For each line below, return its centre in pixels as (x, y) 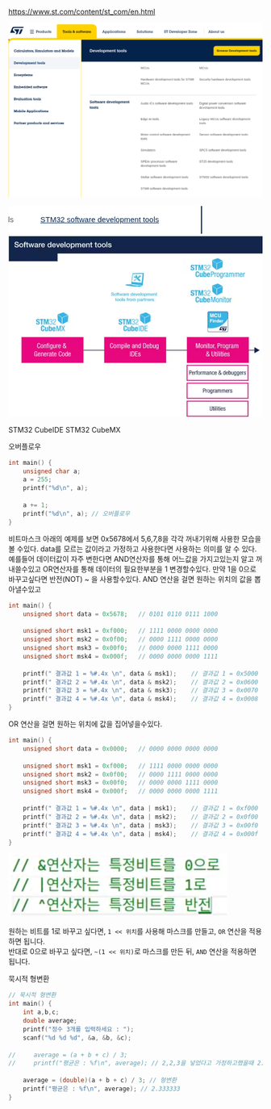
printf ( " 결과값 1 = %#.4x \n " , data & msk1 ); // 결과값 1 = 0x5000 (141, 673)
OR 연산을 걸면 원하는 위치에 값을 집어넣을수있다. (85, 724)
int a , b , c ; (41, 1012)
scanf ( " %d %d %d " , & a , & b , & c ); (77, 1038)
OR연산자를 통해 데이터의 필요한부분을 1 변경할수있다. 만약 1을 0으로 (150, 569)
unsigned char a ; (52, 471)
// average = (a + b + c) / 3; (68, 1055)
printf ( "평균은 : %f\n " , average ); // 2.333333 (102, 1089)
